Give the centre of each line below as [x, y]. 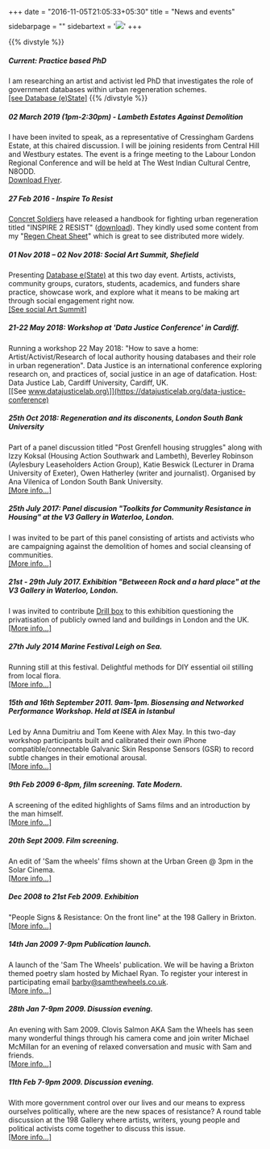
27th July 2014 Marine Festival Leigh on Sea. [85, 647]
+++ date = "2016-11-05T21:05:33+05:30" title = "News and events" [122, 12]
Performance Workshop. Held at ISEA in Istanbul [92, 712]
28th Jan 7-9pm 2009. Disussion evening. [81, 1009]
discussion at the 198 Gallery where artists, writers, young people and [124, 1120]
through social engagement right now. [71, 300]
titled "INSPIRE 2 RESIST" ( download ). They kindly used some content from [134, 227]
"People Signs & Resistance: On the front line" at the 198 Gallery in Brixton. [132, 917]
